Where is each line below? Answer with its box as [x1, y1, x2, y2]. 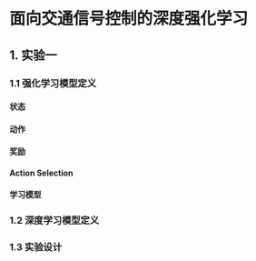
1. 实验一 [9, 47, 57, 63]
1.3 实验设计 [9, 241, 63, 254]
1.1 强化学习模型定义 [9, 76, 97, 89]
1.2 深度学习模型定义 [9, 215, 100, 227]
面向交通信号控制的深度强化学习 [9, 8, 249, 29]
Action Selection [9, 167, 74, 178]
